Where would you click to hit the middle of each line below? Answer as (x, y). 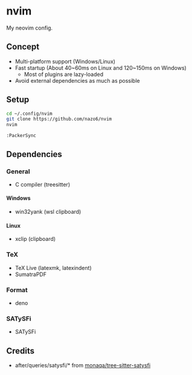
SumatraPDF (31, 274)
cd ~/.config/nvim (29, 114)
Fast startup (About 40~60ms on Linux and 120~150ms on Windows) (101, 68)
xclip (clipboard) (35, 239)
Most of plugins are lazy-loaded (64, 74)
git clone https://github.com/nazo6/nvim (59, 119)
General (18, 171)
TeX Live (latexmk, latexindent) (53, 268)
